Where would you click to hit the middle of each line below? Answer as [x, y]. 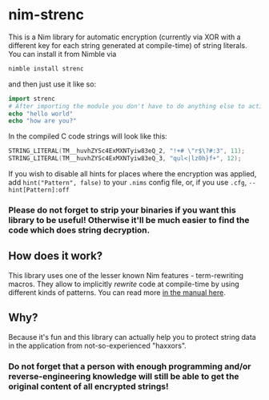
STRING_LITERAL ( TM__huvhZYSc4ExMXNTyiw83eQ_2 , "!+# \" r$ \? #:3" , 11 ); [127, 151]
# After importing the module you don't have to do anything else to [127, 106]
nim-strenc [46, 15]
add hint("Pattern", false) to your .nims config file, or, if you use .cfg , [128, 183]
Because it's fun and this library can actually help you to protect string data [132, 337]
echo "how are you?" [43, 121]
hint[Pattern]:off [39, 190]
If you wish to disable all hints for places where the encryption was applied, [132, 174]
